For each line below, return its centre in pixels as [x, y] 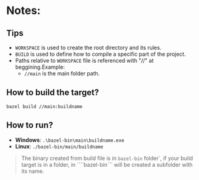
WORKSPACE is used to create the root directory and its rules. [88, 47]
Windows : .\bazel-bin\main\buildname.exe [69, 140]
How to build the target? [52, 93]
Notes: [24, 11]
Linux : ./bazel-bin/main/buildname [59, 146]
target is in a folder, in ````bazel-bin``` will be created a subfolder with [107, 164]
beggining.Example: [40, 67]
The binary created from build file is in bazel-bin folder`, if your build [107, 158]
